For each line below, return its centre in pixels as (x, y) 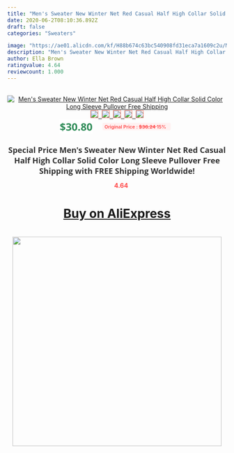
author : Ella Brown (36, 59)
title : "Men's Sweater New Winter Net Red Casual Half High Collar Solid (117, 14)
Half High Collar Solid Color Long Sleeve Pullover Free (117, 160)
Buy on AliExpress (117, 214)
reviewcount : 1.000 (36, 72)
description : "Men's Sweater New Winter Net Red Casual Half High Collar (117, 52)
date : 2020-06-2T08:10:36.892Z (53, 20)
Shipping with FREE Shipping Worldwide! (117, 171)
